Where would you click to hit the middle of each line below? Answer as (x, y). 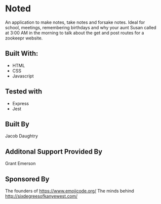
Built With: (22, 54)
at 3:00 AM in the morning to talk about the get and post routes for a (75, 33)
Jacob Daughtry (21, 136)
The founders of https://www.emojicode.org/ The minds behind (70, 191)
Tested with (24, 92)
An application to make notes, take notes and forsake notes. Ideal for (75, 22)
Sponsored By (27, 179)
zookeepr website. (24, 38)
